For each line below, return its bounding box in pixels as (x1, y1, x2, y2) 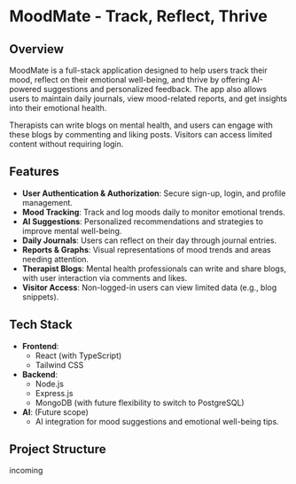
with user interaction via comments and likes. (21, 272, 188, 283)
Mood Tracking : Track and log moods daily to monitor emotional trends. (21, 207, 285, 217)
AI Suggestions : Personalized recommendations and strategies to (21, 215, 264, 227)
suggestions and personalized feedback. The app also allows (43, 84, 268, 94)
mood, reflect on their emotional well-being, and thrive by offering (9, 74, 251, 85)
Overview (9, 42, 65, 57)
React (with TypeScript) (35, 350, 122, 361)
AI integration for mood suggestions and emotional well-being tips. (35, 416, 279, 426)
